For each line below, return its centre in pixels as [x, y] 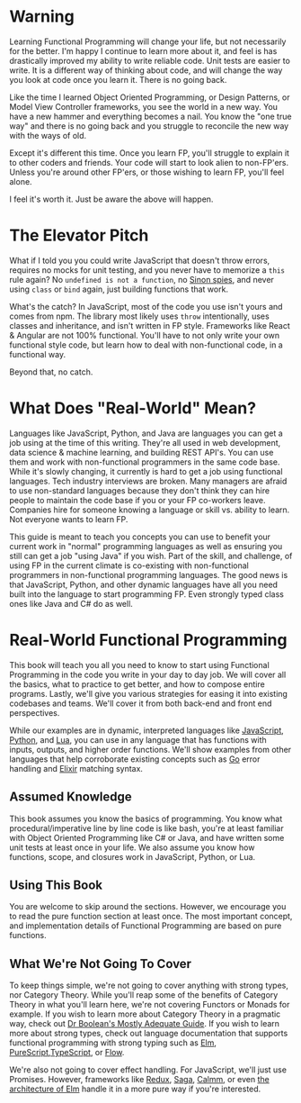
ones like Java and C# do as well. [71, 603]
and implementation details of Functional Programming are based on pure [146, 926]
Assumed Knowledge [71, 797]
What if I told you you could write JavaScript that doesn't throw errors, [140, 260]
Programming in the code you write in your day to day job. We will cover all [148, 674]
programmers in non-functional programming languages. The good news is [149, 574]
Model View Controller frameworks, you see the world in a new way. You [144, 106]
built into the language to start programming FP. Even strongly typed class [147, 594]
